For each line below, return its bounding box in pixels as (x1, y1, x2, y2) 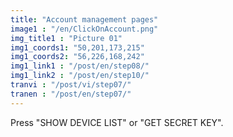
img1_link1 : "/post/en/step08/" (10, 61, 150, 71)
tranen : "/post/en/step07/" (10, 89, 132, 99)
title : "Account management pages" (10, 14, 159, 25)
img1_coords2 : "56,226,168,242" (10, 52, 145, 62)
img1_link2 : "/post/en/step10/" (10, 71, 150, 81)
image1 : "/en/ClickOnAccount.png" (10, 24, 159, 34)
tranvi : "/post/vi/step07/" (10, 80, 132, 90)
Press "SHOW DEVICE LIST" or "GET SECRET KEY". (10, 116, 224, 128)
